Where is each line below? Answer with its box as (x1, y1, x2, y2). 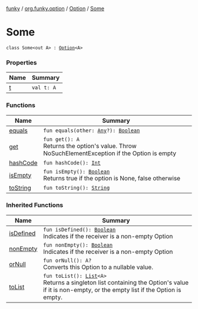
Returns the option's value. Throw (43, 142, 137, 150)
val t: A (31, 85, 57, 91)
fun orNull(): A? (43, 257, 92, 264)
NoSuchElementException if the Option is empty (43, 149, 177, 157)
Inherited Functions (6, 201, 64, 209)
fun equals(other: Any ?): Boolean (43, 127, 140, 134)
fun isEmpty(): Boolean (43, 168, 110, 175)
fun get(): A (43, 136, 80, 143)
